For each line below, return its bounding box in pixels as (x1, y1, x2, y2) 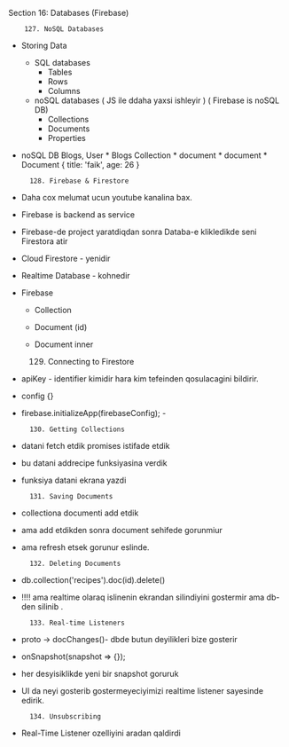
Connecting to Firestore (47, 357, 135, 366)
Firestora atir (20, 236, 68, 247)
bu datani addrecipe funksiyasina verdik (20, 458, 168, 468)
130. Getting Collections (29, 425, 125, 434)
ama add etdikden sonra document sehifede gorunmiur (20, 525, 223, 535)
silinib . (37, 602, 64, 611)
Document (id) (34, 322, 88, 332)
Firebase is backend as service (20, 209, 135, 220)
